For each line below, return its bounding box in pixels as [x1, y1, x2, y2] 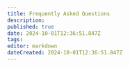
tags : [7, 36, 23, 43]
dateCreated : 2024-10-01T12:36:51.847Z [7, 50, 123, 57]
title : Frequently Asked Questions [7, 10, 111, 17]
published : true [7, 23, 54, 30]
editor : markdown [7, 43, 58, 50]
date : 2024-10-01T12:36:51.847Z [7, 29, 101, 37]
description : [7, 17, 45, 24]
